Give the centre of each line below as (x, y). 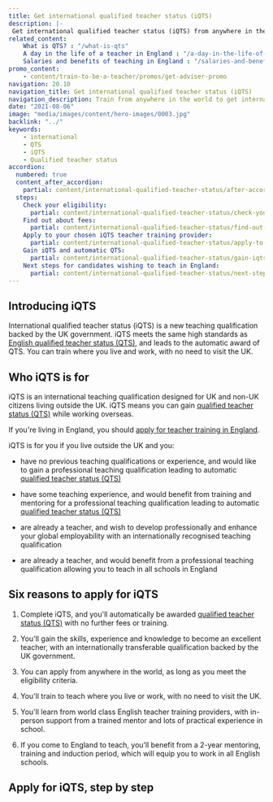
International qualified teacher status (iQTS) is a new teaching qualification (133, 325)
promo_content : (34, 69)
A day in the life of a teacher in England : (102, 54)
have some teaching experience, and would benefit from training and (136, 494)
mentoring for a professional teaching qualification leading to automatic (140, 503)
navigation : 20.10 (39, 84)
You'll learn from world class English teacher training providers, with (134, 712)
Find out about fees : (59, 220)
